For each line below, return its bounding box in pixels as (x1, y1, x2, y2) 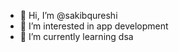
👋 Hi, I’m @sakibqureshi (19, 10, 118, 21)
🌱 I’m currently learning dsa (19, 31, 134, 42)
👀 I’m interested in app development (19, 20, 169, 32)
